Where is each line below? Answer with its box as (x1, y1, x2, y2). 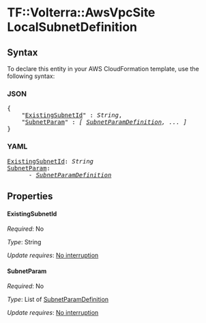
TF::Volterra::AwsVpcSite (7, 5, 156, 21)
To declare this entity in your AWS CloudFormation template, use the (7, 65, 199, 73)
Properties (7, 190, 53, 202)
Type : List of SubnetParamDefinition (7, 296, 109, 304)
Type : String (7, 238, 42, 246)
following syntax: (7, 72, 55, 80)
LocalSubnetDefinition (7, 19, 138, 35)
